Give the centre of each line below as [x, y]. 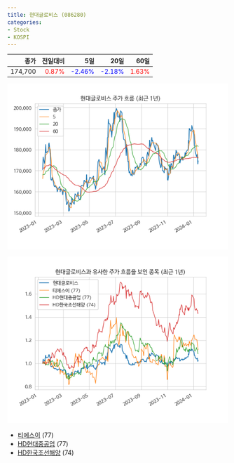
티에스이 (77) [35, 435]
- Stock [19, 30]
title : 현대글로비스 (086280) [47, 15]
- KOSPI [19, 37]
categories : [25, 22]
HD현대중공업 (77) [43, 443]
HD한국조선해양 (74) [46, 452]
